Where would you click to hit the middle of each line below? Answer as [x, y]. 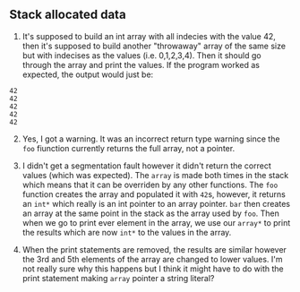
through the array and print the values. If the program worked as [141, 64]
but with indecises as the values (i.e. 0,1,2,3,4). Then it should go [141, 55]
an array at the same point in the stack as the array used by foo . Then [151, 213]
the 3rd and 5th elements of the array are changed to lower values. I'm [153, 259]
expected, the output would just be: [88, 74]
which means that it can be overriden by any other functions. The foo [150, 185]
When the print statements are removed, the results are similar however [154, 249]
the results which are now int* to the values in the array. [127, 232]
